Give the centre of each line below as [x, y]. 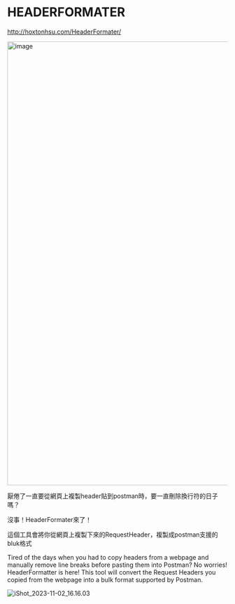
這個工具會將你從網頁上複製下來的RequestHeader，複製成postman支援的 [113, 535]
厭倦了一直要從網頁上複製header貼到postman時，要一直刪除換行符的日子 [113, 496]
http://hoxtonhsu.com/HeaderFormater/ [64, 32]
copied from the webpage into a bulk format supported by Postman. [105, 579]
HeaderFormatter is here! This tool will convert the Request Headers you [112, 572]
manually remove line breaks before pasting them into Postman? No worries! [117, 565]
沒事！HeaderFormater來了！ [50, 519]
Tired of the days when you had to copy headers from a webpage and [108, 557]
